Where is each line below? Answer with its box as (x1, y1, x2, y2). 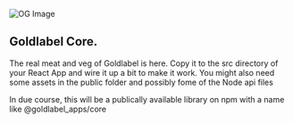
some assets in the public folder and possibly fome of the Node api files (9, 77, 274, 87)
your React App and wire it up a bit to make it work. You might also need (9, 67, 275, 78)
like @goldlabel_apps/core (9, 103, 107, 114)
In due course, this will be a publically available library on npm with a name (9, 94, 285, 104)
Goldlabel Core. (9, 34, 98, 49)
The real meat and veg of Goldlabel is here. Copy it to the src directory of (9, 58, 279, 69)
